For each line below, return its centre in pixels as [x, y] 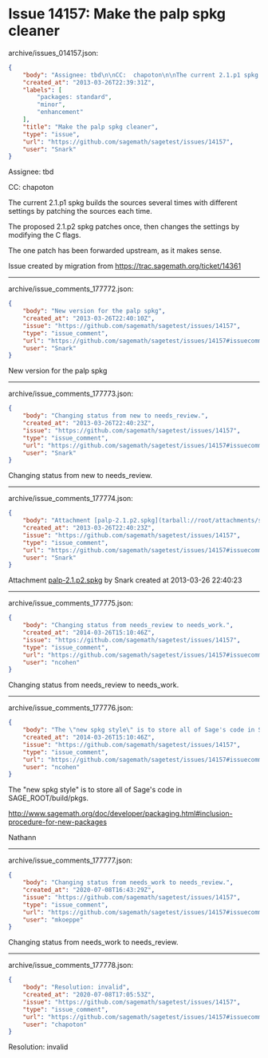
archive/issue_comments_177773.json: [71, 394]
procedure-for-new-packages [58, 822]
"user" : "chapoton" [55, 1024]
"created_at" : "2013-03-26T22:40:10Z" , [89, 319]
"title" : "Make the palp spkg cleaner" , [91, 127]
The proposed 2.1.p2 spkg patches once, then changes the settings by [124, 227]
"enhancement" [60, 113]
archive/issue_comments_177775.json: [71, 603]
